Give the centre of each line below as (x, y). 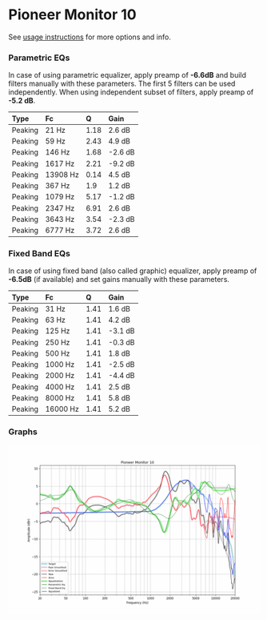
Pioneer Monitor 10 (73, 15)
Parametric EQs (39, 58)
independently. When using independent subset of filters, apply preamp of (131, 92)
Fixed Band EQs (39, 253)
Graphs (23, 432)
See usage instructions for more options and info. (90, 37)
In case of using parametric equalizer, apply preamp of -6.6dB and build (127, 75)
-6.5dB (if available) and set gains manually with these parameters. (119, 280)
